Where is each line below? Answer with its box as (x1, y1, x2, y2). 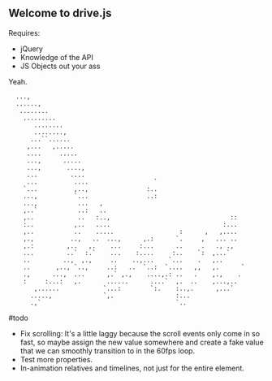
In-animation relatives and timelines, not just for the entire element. (19, 363, 245, 373)
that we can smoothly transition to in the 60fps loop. (19, 345, 196, 356)
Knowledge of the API (19, 52, 93, 62)
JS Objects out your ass (19, 61, 101, 71)
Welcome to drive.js (8, 6, 112, 20)
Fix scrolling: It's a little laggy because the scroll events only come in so (19, 328, 261, 338)
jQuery (19, 44, 43, 54)
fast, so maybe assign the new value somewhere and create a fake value (19, 337, 264, 347)
